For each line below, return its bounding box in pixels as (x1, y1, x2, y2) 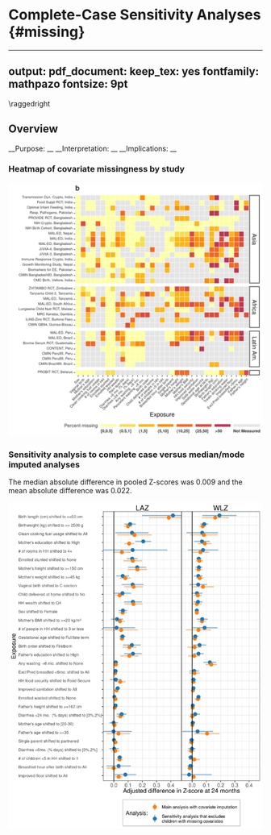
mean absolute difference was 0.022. (8, 486, 132, 496)
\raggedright (8, 98, 51, 108)
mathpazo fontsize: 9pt (8, 77, 128, 91)
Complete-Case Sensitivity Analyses (8, 6, 261, 24)
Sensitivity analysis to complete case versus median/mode (8, 449, 245, 460)
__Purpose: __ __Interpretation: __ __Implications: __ (8, 143, 177, 153)
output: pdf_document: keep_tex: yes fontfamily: (8, 64, 260, 78)
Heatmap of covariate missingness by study (8, 164, 186, 175)
